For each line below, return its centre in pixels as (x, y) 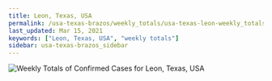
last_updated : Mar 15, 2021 (56, 30)
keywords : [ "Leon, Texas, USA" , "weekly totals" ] (94, 38)
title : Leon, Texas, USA (50, 16)
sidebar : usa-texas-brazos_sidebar (68, 46)
